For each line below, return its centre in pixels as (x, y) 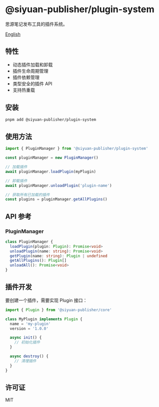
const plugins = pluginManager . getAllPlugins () (56, 199)
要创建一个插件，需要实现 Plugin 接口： (46, 300)
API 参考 (18, 216)
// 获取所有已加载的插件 (28, 195)
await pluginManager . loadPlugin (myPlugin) (51, 172)
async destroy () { (29, 356)
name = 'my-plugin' (30, 324)
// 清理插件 (25, 361)
